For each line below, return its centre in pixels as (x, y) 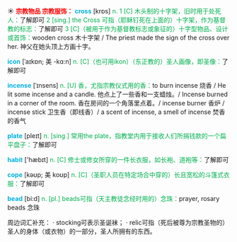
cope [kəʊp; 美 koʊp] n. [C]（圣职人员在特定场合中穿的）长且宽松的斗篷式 (116, 175)
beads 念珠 (24, 207)
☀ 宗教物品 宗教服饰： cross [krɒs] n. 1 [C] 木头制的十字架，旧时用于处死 (114, 11)
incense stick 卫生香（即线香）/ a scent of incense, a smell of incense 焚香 (116, 112)
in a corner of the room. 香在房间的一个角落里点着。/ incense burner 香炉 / (116, 103)
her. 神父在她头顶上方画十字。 (51, 46)
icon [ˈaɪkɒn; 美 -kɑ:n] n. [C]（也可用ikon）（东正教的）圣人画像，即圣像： (115, 62)
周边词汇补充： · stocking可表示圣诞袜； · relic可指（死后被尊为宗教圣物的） (118, 223)
